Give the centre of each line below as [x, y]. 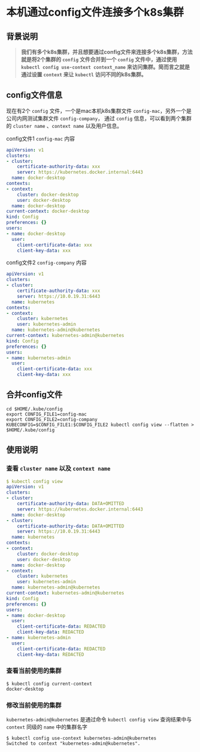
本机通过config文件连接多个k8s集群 [95, 12]
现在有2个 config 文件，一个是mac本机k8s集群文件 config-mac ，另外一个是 [99, 111]
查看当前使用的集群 [34, 671]
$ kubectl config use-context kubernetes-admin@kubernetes [81, 738]
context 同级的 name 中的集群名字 [47, 727]
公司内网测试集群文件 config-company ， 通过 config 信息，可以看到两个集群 [99, 118]
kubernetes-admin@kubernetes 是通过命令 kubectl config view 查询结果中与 [99, 720]
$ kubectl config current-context [49, 684]
